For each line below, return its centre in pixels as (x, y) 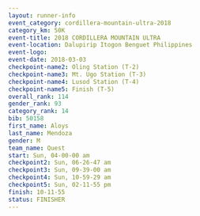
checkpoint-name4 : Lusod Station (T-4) (74, 81)
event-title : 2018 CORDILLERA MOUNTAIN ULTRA (84, 38)
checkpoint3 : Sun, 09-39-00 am (60, 170)
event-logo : (28, 52)
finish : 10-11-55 (37, 192)
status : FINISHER (37, 199)
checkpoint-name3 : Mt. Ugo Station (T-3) (77, 74)
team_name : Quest (37, 148)
